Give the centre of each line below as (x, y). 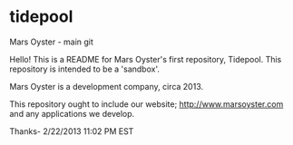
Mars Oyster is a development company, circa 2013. (107, 86)
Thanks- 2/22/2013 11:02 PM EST (72, 131)
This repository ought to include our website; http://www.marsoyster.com (146, 104)
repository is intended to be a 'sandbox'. (85, 69)
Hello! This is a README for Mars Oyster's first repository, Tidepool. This (146, 59)
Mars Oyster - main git (51, 42)
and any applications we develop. (72, 113)
